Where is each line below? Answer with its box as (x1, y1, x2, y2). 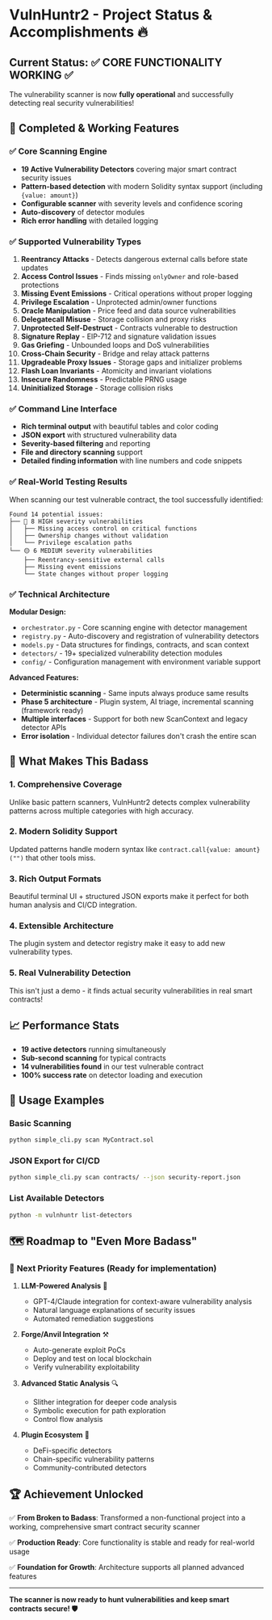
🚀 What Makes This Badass (9, 754, 149, 769)
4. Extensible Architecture (9, 920, 114, 931)
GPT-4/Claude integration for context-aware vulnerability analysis (32, 1297, 253, 1306)
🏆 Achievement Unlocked (9, 1487, 144, 1501)
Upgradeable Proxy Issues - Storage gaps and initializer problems (20, 357, 243, 367)
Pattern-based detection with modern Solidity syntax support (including (20, 181, 263, 191)
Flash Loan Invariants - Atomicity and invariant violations (20, 365, 212, 375)
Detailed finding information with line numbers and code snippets (20, 456, 243, 466)
